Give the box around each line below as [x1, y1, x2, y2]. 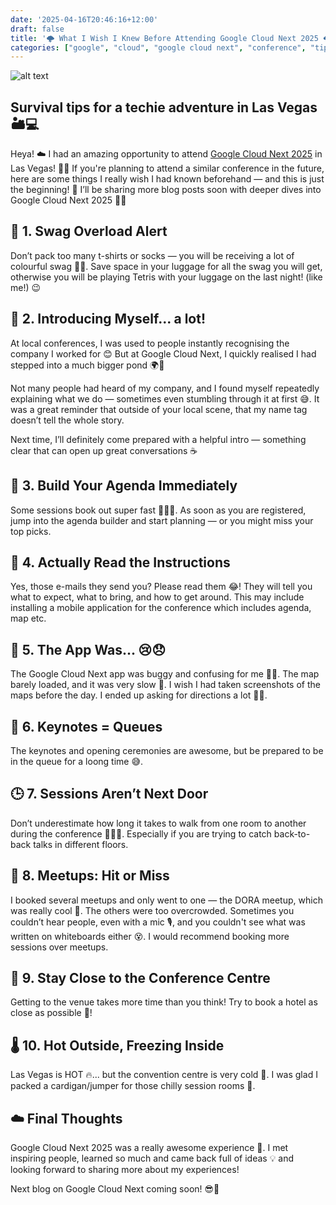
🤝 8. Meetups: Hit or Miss [10, 867, 170, 885]
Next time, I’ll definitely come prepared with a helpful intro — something [10, 433, 307, 445]
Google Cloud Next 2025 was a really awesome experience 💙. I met [10, 1142, 289, 1153]
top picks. [10, 525, 52, 537]
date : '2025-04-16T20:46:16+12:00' [10, 14, 159, 25]
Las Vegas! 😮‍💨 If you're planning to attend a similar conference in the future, [10, 162, 325, 175]
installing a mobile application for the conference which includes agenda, [10, 602, 312, 614]
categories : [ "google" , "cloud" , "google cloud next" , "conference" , [10, 42, 307, 53]
